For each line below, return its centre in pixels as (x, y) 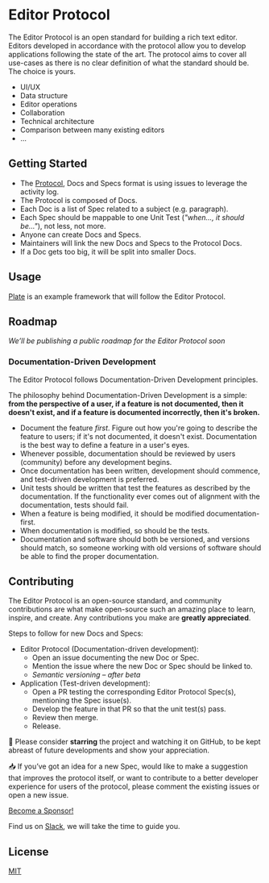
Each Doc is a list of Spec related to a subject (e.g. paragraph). (124, 209)
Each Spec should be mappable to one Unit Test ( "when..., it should (132, 217)
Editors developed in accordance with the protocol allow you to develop (127, 45)
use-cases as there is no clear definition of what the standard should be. (129, 63)
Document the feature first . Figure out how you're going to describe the (139, 428)
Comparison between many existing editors (92, 130)
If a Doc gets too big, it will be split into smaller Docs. (108, 251)
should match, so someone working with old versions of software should (141, 547)
